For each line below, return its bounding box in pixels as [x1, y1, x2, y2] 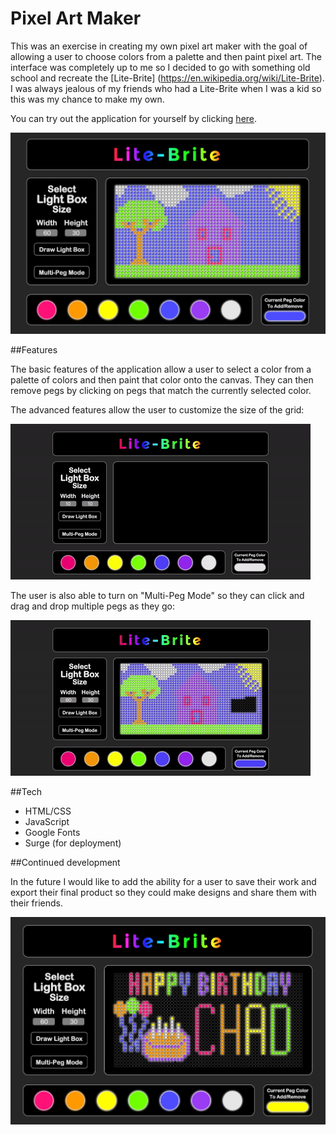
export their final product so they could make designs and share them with [10, 886, 317, 898]
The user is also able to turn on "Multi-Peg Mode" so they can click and [10, 589, 305, 601]
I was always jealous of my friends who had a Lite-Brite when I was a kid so [10, 82, 322, 94]
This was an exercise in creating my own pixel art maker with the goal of [10, 40, 308, 52]
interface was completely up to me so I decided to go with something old [10, 61, 311, 73]
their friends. [10, 897, 64, 909]
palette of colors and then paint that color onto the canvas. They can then [10, 373, 314, 386]
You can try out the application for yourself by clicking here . [10, 112, 258, 124]
